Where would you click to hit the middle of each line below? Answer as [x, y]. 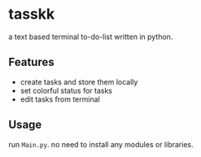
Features [31, 62]
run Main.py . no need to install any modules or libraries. [101, 144]
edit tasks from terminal [60, 99]
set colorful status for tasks [66, 90]
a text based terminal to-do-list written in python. [91, 37]
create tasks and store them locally [79, 81]
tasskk [32, 14]
